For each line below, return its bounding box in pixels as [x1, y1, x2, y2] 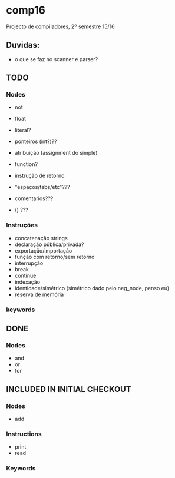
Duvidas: [6, 40, 40, 50]
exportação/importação [14, 247, 72, 254]
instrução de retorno [14, 172, 65, 180]
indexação [14, 278, 40, 286]
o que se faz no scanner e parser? [14, 55, 98, 62]
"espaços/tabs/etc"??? [14, 184, 70, 191]
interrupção [14, 260, 44, 267]
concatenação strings [14, 234, 68, 241]
